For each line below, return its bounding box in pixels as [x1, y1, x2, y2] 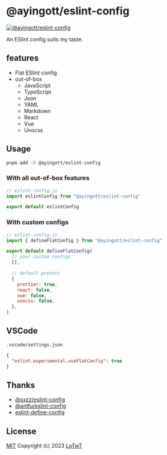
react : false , [17, 287, 52, 293]
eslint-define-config [14, 409, 65, 416]
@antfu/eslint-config [14, 402, 66, 409]
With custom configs [6, 218, 69, 226]
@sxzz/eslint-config [14, 396, 65, 403]
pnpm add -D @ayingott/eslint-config [6, 160, 101, 166]
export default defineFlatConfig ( [6, 248, 93, 255]
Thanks [6, 380, 35, 390]
